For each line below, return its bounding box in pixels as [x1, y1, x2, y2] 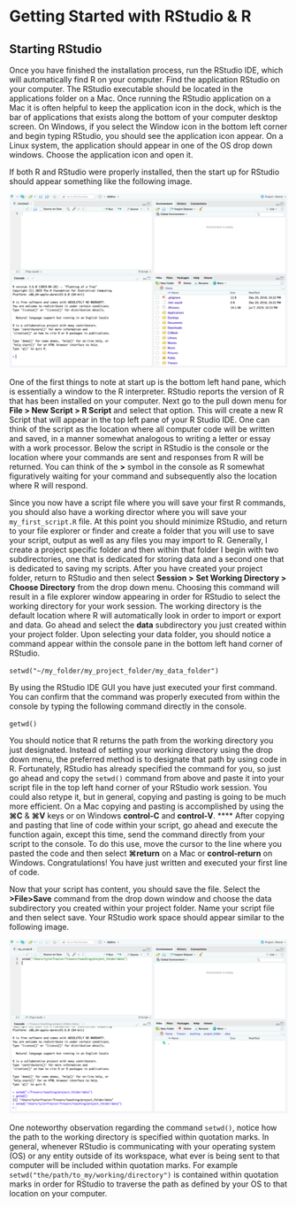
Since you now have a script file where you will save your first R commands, [9, 497, 286, 508]
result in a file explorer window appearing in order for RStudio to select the [9, 591, 281, 602]
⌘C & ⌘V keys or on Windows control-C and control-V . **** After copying [9, 811, 285, 820]
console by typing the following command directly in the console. [9, 701, 247, 711]
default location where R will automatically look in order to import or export [9, 611, 281, 620]
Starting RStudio [9, 42, 102, 57]
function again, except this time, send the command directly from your [9, 829, 265, 840]
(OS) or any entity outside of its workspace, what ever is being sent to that [9, 1150, 280, 1161]
